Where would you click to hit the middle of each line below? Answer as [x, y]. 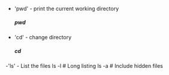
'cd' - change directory [43, 37]
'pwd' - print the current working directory [67, 9]
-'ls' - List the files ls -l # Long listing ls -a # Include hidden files [84, 65]
